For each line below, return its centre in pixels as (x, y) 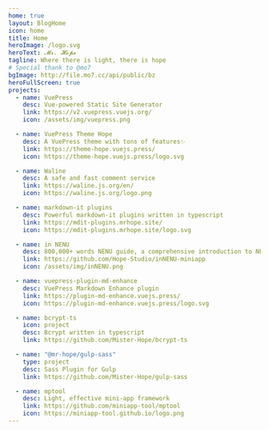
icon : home (26, 30)
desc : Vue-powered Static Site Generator (92, 105)
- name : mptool (41, 391)
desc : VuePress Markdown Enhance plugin (91, 289)
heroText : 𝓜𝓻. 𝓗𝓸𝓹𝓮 (42, 53)
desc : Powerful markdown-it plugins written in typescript (123, 215)
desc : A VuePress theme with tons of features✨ (104, 141)
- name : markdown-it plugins (64, 208)
